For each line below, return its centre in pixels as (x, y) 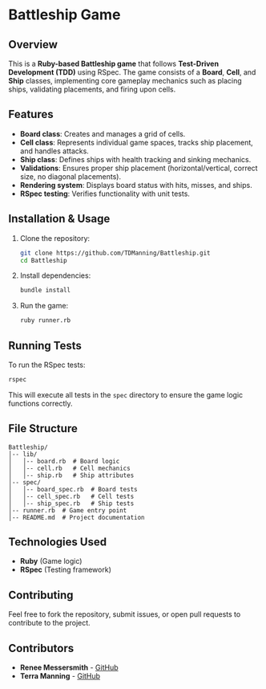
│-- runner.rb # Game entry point (68, 510)
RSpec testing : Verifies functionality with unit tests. (105, 194)
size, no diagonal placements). (71, 176)
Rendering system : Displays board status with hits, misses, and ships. (136, 185)
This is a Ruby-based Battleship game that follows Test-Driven (113, 63)
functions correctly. (41, 403)
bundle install (45, 291)
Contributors (41, 648)
